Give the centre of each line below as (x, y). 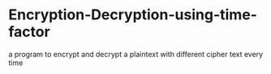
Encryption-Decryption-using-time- (133, 15)
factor (29, 32)
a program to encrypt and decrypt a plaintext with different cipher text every (136, 54)
